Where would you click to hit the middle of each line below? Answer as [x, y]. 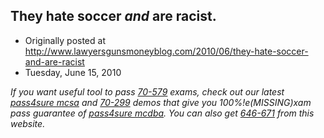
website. [28, 123]
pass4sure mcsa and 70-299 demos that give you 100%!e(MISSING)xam [161, 102]
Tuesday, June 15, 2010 [73, 72]
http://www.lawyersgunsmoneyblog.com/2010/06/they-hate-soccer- [166, 51]
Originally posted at [65, 40]
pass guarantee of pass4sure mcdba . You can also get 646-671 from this [162, 113]
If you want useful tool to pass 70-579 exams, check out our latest [147, 91]
